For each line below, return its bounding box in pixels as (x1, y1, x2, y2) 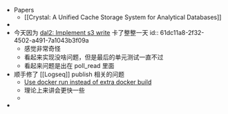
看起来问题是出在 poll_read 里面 (23, 62, 115, 69)
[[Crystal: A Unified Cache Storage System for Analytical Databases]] (23, 13, 222, 21)
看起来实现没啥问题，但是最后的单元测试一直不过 (23, 53, 164, 61)
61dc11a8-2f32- (160, 29, 205, 36)
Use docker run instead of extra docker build (23, 78, 152, 86)
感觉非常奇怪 (23, 45, 61, 52)
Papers (13, 6, 35, 14)
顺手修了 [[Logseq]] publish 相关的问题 (13, 70, 124, 78)
